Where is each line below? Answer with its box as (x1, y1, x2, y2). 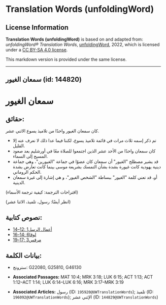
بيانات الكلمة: (5, 251, 42, 259)
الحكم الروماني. (12, 169, 41, 175)
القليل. (12, 143, 25, 149)
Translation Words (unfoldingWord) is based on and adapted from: (5, 36, 143, 42)
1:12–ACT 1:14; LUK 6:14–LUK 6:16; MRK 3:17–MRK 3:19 (12, 279, 124, 285)
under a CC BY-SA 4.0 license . (5, 47, 68, 52)
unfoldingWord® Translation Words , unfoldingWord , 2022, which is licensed (5, 42, 160, 48)
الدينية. (12, 180, 26, 186)
